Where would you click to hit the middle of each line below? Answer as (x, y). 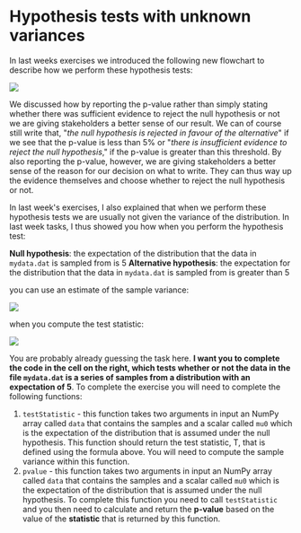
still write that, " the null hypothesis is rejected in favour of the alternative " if (149, 133)
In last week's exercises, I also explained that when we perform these (138, 207)
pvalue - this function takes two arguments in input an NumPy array (147, 471)
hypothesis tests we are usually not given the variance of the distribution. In (150, 216)
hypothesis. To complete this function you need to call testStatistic (150, 499)
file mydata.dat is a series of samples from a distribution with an (130, 377)
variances (47, 35)
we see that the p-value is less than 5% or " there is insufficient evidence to (148, 142)
